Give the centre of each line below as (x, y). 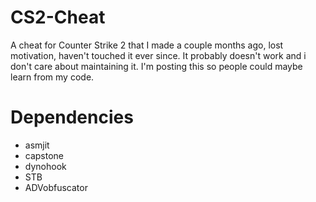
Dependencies (72, 117)
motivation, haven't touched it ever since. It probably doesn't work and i (158, 55)
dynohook (45, 166)
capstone (44, 155)
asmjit (37, 145)
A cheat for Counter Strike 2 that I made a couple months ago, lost (147, 45)
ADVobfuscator (56, 187)
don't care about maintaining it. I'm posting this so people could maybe (156, 66)
